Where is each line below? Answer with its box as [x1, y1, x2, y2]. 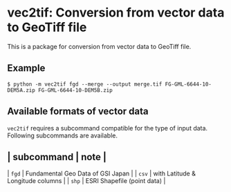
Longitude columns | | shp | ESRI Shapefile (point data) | [7, 177, 166, 185]
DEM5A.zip [7, 86, 36, 94]
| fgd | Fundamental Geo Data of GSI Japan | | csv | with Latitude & [7, 169, 196, 177]
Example [7, 62, 46, 74]
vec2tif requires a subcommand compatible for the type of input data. [7, 124, 208, 132]
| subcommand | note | [7, 151, 107, 163]
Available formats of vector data [7, 106, 149, 117]
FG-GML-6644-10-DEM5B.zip [37, 86, 113, 94]
